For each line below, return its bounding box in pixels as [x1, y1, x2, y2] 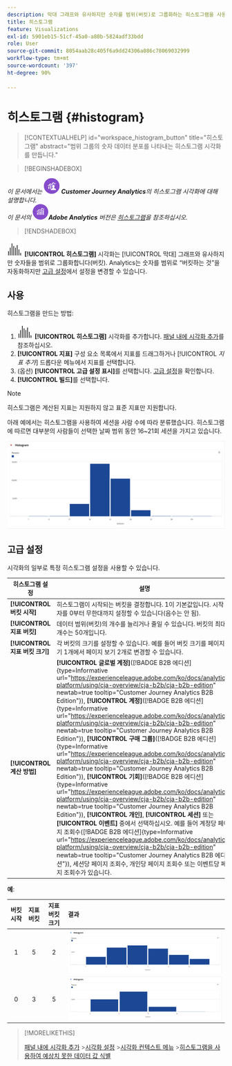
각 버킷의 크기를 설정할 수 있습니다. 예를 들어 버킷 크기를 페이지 [56, 639, 225, 648]
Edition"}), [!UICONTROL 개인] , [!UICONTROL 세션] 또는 [56, 811, 214, 819]
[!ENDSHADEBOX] [23, 227, 77, 235]
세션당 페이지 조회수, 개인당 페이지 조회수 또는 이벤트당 [72, 860, 220, 868]
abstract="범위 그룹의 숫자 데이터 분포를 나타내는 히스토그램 [40, 142, 203, 151]
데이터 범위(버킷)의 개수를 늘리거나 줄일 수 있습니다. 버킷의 [56, 619, 214, 628]
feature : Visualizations [7, 26, 79, 32]
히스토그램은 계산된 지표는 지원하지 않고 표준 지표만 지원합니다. [7, 404, 177, 412]
